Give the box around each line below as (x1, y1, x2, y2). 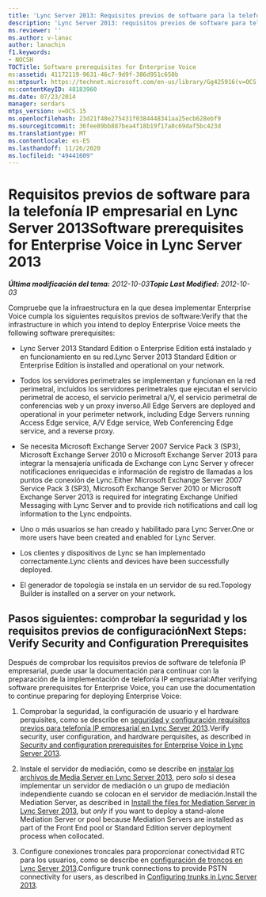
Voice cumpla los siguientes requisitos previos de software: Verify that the (8, 311, 248, 321)
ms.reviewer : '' (8, 26, 62, 34)
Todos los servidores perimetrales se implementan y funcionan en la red (19, 376, 256, 385)
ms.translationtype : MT (8, 129, 87, 137)
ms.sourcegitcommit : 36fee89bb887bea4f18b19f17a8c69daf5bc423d (8, 122, 222, 130)
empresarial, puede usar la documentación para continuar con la (8, 666, 219, 675)
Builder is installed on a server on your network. (19, 589, 177, 598)
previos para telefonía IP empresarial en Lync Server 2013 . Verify (19, 723, 230, 733)
